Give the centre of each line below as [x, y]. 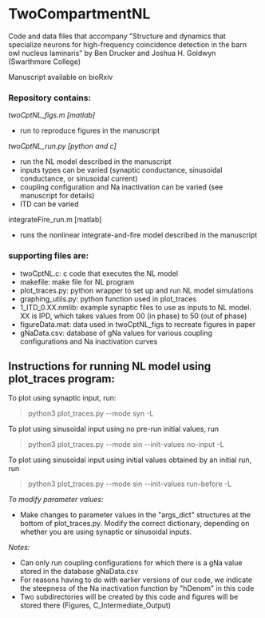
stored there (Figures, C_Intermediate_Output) [95, 605]
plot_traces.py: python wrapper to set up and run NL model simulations [136, 290]
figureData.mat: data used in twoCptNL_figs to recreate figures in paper [138, 324]
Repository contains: [50, 98]
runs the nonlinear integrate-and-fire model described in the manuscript [138, 235]
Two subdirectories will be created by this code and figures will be [129, 597]
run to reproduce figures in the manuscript [90, 131]
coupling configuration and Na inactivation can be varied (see [121, 187]
